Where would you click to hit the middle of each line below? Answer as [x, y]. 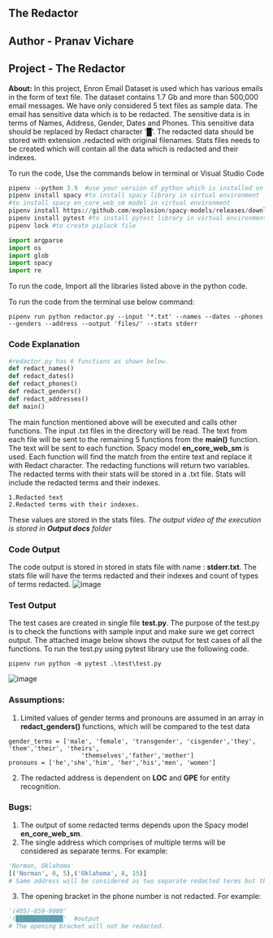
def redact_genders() [45, 392]
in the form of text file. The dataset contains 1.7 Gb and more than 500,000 [133, 97]
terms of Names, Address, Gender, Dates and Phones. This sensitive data [131, 123]
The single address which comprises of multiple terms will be [123, 842]
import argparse [36, 240]
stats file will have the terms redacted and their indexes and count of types [133, 575]
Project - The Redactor [67, 69]
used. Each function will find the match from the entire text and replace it [130, 456]
